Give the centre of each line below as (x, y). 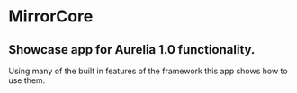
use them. (27, 80)
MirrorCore (51, 17)
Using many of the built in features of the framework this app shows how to (148, 71)
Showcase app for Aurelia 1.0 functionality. (132, 50)
